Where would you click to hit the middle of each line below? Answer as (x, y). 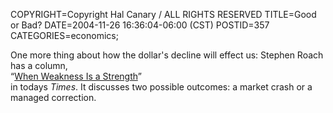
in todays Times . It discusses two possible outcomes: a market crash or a (161, 87)
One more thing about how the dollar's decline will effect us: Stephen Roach (167, 55)
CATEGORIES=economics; (64, 35)
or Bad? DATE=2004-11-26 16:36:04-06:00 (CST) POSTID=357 (140, 25)
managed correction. (53, 97)
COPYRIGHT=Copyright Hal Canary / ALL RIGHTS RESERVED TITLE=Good (163, 14)
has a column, (39, 65)
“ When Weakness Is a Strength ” (76, 76)
